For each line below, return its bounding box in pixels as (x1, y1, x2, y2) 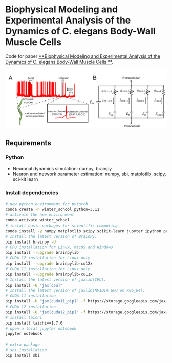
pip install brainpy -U (5, 239, 56, 245)
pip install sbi (5, 353, 40, 358)
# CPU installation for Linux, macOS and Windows (5, 245, 114, 250)
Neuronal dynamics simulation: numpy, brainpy (12, 166, 112, 172)
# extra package (5, 342, 40, 347)
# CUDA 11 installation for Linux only (5, 266, 91, 271)
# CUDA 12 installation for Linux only (5, 255, 91, 261)
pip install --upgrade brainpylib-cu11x (5, 272, 93, 277)
